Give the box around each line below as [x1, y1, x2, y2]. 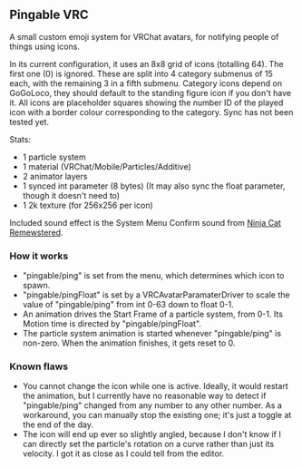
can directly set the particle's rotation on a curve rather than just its [22, 439, 275, 450]
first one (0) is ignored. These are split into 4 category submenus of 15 [9, 68, 274, 79]
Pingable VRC [9, 7, 89, 23]
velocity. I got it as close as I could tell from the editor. [22, 448, 225, 459]
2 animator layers [22, 171, 88, 181]
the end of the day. [22, 419, 93, 430]
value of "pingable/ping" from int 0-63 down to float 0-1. [22, 299, 234, 310]
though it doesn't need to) [22, 190, 121, 200]
